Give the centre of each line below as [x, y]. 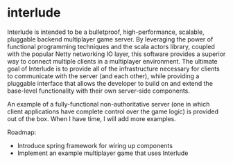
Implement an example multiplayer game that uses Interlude [103, 153]
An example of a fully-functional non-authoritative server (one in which [109, 104]
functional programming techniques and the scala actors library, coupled [111, 46]
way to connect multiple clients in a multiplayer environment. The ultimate [112, 61]
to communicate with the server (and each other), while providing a [103, 76]
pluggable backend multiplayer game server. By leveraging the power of [110, 39]
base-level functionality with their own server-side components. [99, 91]
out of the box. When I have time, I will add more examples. [92, 118]
